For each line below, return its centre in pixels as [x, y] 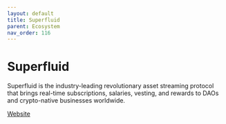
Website [19, 114]
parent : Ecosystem [34, 26]
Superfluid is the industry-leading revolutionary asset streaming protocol [111, 86]
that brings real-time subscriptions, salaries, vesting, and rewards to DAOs [113, 93]
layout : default [30, 13]
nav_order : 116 [29, 33]
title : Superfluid [34, 20]
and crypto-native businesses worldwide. [66, 101]
